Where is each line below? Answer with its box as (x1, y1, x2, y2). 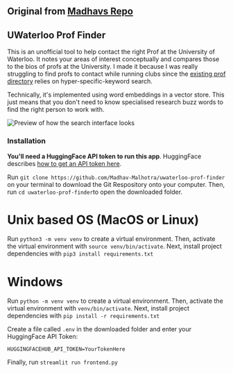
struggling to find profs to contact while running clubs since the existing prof (7, 69, 226, 78)
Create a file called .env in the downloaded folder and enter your (7, 325, 192, 333)
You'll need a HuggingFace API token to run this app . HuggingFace (7, 152, 202, 160)
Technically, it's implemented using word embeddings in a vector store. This (7, 90, 225, 99)
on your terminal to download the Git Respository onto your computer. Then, (7, 180, 225, 188)
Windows (7, 274, 63, 290)
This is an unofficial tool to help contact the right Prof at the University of (7, 48, 216, 56)
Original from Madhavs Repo (7, 6, 134, 17)
